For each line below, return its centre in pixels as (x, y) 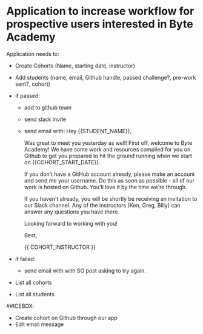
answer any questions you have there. (72, 212)
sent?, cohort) (32, 84)
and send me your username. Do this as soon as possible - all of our (109, 180)
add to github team (48, 107)
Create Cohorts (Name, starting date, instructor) (75, 66)
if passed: (28, 96)
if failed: (25, 259)
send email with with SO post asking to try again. (85, 270)
